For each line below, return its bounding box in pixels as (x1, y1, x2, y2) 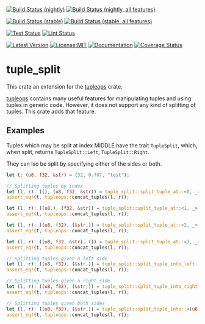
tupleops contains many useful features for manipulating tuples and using (6, 95, 192, 102)
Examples (6, 125, 45, 136)
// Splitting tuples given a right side (6, 278, 111, 284)
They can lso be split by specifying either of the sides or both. (6, 160, 162, 168)
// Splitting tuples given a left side (6, 256, 108, 262)
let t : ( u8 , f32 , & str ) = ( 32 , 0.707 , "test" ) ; (6, 172, 130, 178)
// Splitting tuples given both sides (6, 300, 105, 306)
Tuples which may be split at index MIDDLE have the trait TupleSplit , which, (6, 141, 198, 149)
